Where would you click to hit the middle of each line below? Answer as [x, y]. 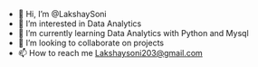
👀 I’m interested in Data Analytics [80, 24]
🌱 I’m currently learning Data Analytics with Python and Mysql [133, 33]
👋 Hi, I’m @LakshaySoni [62, 14]
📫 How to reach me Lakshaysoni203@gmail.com [110, 53]
